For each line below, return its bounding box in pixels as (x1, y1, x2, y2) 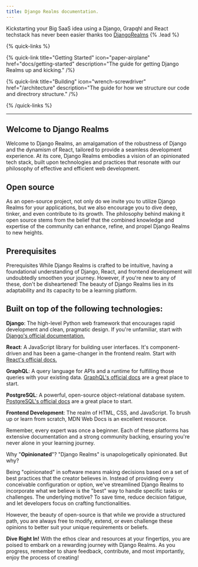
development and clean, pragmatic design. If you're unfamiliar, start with (6, 325, 183, 333)
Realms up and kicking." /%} (6, 66, 75, 74)
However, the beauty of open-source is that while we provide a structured (6, 511, 186, 518)
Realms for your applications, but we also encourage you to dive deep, (6, 204, 178, 211)
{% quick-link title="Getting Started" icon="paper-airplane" (6, 54, 150, 61)
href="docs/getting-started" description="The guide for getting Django (6, 60, 179, 67)
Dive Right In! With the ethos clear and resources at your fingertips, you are (6, 535, 190, 542)
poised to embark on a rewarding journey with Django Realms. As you (6, 541, 176, 548)
